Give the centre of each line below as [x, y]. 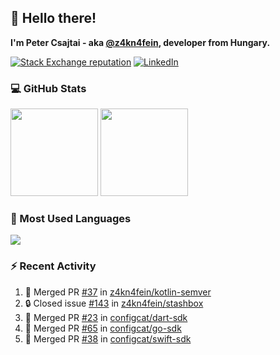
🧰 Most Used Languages [71, 219]
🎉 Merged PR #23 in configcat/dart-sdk [106, 317]
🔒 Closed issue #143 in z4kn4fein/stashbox [114, 303]
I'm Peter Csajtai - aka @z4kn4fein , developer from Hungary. [140, 42]
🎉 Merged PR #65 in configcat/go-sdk [103, 328]
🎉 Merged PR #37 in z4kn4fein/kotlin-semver [118, 292]
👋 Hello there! [53, 18]
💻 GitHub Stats [48, 88]
